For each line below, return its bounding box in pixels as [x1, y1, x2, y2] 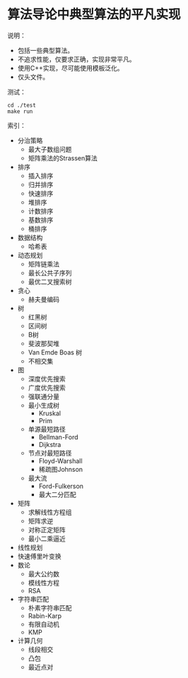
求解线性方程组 [28, 508, 72, 516]
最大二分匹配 [38, 490, 76, 499]
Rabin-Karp [28, 612, 62, 620]
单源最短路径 [28, 424, 66, 433]
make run [7, 107, 33, 115]
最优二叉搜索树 [28, 277, 72, 286]
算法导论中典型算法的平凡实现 [7, 6, 182, 23]
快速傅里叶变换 [17, 552, 61, 560]
